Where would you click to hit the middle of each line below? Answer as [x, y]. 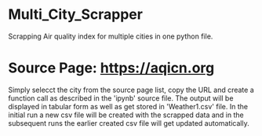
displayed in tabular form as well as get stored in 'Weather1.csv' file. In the [128, 106]
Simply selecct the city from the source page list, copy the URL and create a [131, 90]
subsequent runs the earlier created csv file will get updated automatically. [129, 123]
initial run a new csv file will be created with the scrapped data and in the [126, 115]
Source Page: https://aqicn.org [111, 68]
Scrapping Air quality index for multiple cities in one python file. [111, 36]
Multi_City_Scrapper [76, 15]
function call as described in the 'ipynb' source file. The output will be [121, 98]
